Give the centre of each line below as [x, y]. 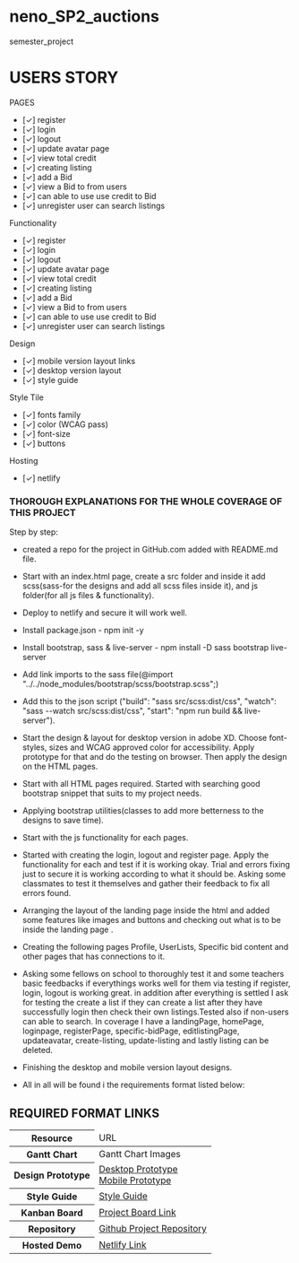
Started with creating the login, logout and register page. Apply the [145, 855]
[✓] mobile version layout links [79, 361]
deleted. [38, 1050]
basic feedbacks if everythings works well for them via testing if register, [156, 983]
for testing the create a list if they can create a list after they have [142, 1003]
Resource [52, 1138]
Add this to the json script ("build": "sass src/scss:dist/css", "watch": [149, 701]
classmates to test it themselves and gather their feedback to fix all [146, 884]
